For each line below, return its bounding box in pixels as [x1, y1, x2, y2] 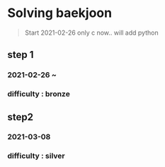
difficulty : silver [7, 151, 65, 161]
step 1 [7, 49, 34, 61]
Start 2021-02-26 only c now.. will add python [24, 28, 159, 37]
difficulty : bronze [7, 89, 71, 99]
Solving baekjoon [7, 5, 112, 21]
